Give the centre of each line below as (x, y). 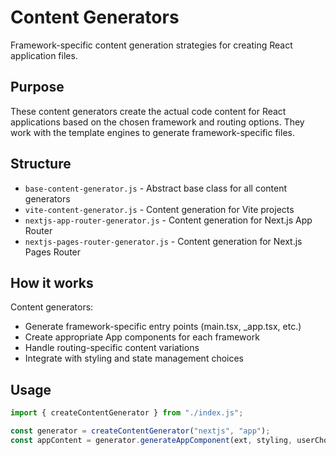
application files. (44, 55)
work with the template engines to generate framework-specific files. (152, 132)
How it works (52, 282)
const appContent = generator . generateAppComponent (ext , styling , (151, 440)
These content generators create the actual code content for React (148, 111)
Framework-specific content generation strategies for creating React (151, 45)
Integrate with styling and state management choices (134, 358)
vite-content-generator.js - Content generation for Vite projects (159, 209)
